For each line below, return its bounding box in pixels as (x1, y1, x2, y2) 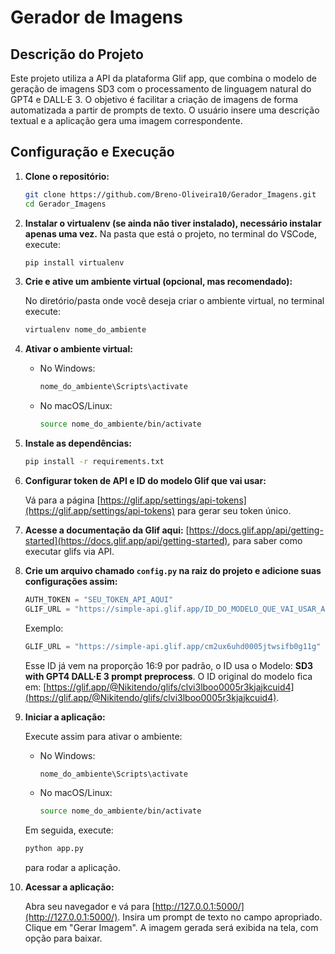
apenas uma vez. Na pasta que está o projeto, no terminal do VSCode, (24, 227, 318, 240)
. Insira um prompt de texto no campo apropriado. (117, 911, 323, 923)
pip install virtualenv (24, 257, 125, 268)
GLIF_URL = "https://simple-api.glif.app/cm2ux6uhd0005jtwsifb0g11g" (24, 641, 322, 651)
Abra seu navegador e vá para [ (24, 901, 156, 913)
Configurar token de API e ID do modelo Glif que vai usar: (24, 474, 267, 486)
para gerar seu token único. (177, 504, 292, 516)
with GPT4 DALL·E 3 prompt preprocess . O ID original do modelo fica (24, 670, 313, 682)
